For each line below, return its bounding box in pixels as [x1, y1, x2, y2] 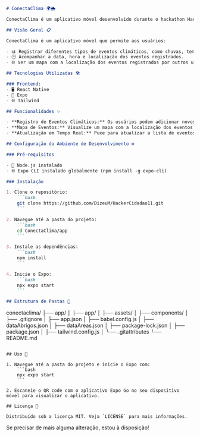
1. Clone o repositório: [6, 189, 68, 196]
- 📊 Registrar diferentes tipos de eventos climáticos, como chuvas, [6, 48, 185, 55]
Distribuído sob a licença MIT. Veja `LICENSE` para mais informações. [6, 414, 187, 420]
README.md [6, 335, 37, 342]
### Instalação [6, 178, 44, 184]
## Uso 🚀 [6, 351, 28, 357]
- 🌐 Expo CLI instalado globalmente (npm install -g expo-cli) [6, 168, 167, 174]
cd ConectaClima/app [17, 228, 68, 234]
